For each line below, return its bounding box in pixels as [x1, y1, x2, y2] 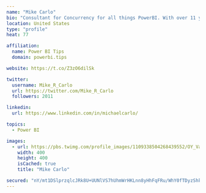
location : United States [6, 20, 70, 26]
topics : [6, 121, 26, 127]
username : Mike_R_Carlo [12, 82, 72, 88]
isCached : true [17, 161, 56, 167]
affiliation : [6, 43, 40, 49]
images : [6, 138, 26, 144]
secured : [6, 178, 29, 184]
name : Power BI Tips [12, 48, 64, 55]
